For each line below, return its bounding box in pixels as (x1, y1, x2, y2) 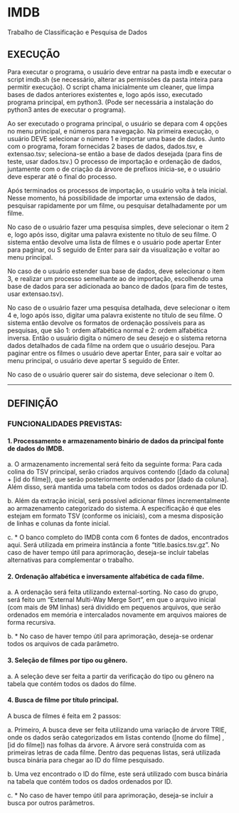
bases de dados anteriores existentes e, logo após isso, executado (7, 90, 203, 98)
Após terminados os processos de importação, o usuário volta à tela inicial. (7, 186, 228, 195)
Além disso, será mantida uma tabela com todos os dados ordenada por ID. (7, 483, 228, 491)
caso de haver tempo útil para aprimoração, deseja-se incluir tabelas (7, 548, 209, 557)
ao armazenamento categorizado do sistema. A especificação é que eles (7, 504, 221, 513)
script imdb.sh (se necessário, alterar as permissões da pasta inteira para (7, 75, 223, 83)
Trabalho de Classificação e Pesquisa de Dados (7, 28, 148, 36)
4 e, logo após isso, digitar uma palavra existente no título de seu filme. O (7, 311, 223, 319)
